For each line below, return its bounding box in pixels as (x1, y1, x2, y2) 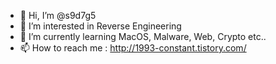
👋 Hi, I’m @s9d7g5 (19, 10, 97, 21)
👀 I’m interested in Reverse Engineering (19, 20, 182, 32)
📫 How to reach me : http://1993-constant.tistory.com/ (19, 42, 247, 54)
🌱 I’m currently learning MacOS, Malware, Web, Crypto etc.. (19, 31, 267, 42)
